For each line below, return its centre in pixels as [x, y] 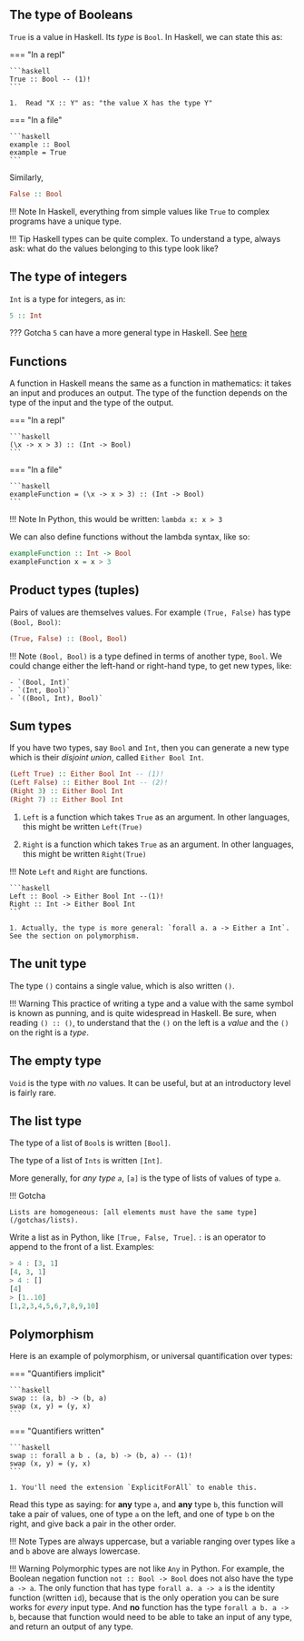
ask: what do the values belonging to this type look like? [114, 248]
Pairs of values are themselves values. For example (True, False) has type [150, 612]
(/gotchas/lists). [44, 1221]
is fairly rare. [33, 1092]
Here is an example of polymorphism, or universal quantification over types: [151, 1356]
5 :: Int [26, 316]
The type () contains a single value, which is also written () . [122, 985]
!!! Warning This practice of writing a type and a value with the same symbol [152, 1003]
